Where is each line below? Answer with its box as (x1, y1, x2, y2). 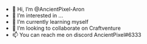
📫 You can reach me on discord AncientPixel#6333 (11, 32, 142, 38)
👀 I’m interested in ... (11, 12, 64, 19)
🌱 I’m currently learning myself (11, 18, 89, 25)
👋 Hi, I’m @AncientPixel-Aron (11, 6, 85, 12)
